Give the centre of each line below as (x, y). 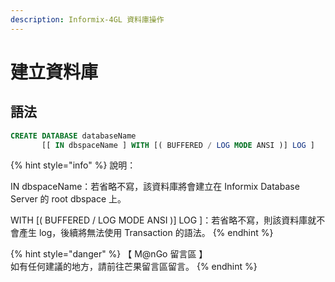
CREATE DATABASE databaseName (73, 136)
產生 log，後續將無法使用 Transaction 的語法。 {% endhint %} (146, 233)
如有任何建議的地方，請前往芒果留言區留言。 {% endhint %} (134, 267)
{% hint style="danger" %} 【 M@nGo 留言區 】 (109, 254)
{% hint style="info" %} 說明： (73, 165)
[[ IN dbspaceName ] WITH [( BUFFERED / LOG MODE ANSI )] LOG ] (178, 145)
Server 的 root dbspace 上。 (68, 199)
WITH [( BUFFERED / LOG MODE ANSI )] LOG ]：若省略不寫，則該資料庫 (159, 220)
